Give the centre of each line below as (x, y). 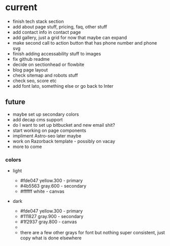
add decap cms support (38, 119)
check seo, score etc (35, 81)
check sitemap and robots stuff (45, 75)
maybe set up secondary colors (46, 114)
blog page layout (30, 69)
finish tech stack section (38, 21)
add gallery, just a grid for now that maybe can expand (70, 38)
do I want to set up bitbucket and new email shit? (64, 125)
